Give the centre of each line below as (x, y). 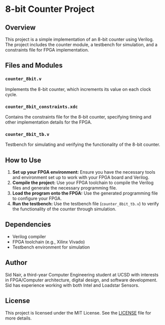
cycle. (11, 94)
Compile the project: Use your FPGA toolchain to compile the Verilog (83, 183)
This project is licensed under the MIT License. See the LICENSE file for (78, 313)
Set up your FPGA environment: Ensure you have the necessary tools (84, 172)
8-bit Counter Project (50, 9)
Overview (21, 28)
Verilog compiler (29, 236)
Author (16, 263)
